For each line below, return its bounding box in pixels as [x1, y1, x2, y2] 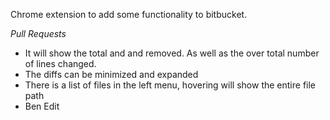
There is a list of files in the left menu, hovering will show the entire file [24, 79, 317, 91]
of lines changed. [24, 58, 97, 69]
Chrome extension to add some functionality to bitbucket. [10, 9, 248, 20]
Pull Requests [10, 28, 67, 39]
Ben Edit [24, 100, 60, 112]
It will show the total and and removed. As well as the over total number [24, 47, 320, 59]
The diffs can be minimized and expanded [24, 69, 199, 80]
